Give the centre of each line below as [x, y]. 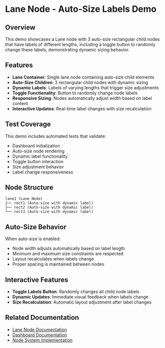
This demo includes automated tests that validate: [56, 136]
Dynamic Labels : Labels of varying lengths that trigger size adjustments [85, 87]
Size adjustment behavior [38, 167]
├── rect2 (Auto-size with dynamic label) [49, 208]
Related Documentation [42, 318]
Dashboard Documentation [40, 335]
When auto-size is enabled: [33, 239]
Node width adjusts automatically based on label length [68, 249]
